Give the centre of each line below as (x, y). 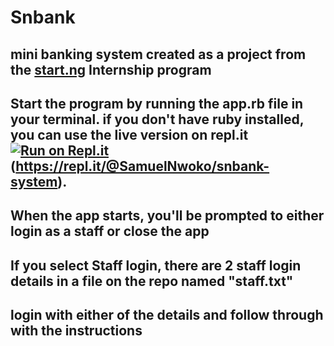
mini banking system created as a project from (158, 54)
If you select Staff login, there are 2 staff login (156, 265)
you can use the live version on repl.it (129, 134)
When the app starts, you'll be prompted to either (167, 216)
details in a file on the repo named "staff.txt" (152, 281)
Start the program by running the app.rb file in (157, 103)
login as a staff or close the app (110, 231)
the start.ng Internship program (111, 69)
